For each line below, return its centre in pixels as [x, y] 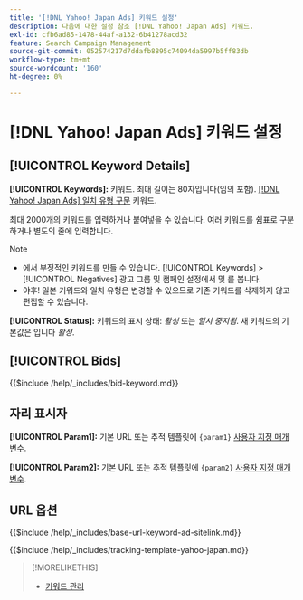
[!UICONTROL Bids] [66, 362]
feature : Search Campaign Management [80, 43]
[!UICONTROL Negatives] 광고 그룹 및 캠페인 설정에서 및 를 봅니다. [142, 279]
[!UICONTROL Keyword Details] [100, 166]
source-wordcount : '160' [56, 69]
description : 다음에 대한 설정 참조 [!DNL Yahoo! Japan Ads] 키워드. [132, 26]
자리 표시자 [38, 413]
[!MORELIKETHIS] [65, 567]
